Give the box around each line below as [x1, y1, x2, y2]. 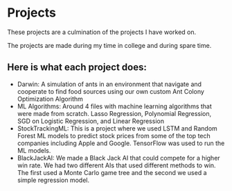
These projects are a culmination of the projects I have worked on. [7, 28, 197, 36]
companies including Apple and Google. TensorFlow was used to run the [17, 139, 225, 147]
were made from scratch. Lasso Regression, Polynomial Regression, [17, 109, 212, 117]
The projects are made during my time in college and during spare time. [7, 41, 212, 49]
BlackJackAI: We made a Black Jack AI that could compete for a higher [17, 153, 220, 162]
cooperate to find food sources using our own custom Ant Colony [17, 87, 204, 95]
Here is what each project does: [7, 61, 148, 74]
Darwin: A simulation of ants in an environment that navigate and [17, 80, 202, 88]
